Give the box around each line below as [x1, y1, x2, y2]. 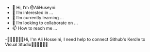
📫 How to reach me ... [12, 26, 57, 31]
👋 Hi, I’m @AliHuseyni [12, 5, 56, 10]
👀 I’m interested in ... [12, 10, 53, 15]
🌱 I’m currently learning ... [12, 15, 64, 20]
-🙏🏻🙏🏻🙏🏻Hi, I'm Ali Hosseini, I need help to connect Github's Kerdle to [5, 37, 146, 42]
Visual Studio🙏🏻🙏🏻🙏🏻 [5, 41, 49, 47]
